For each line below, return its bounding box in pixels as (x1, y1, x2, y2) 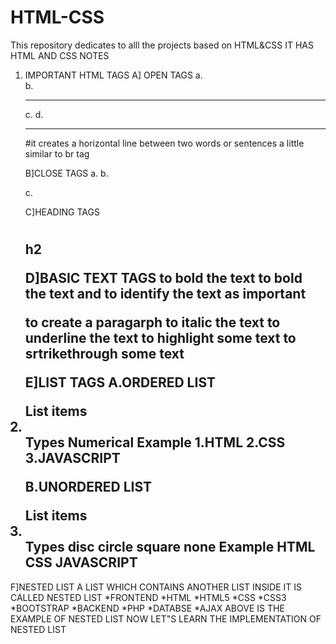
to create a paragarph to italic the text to (24, 314, 281, 331)
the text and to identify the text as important (24, 286, 307, 303)
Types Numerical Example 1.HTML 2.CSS (24, 434, 286, 451)
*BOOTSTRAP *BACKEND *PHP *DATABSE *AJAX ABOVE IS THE (10, 602, 285, 614)
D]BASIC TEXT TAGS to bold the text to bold (24, 270, 303, 287)
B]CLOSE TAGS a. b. (24, 167, 109, 179)
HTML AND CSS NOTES (10, 49, 110, 61)
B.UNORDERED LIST (24, 479, 153, 496)
